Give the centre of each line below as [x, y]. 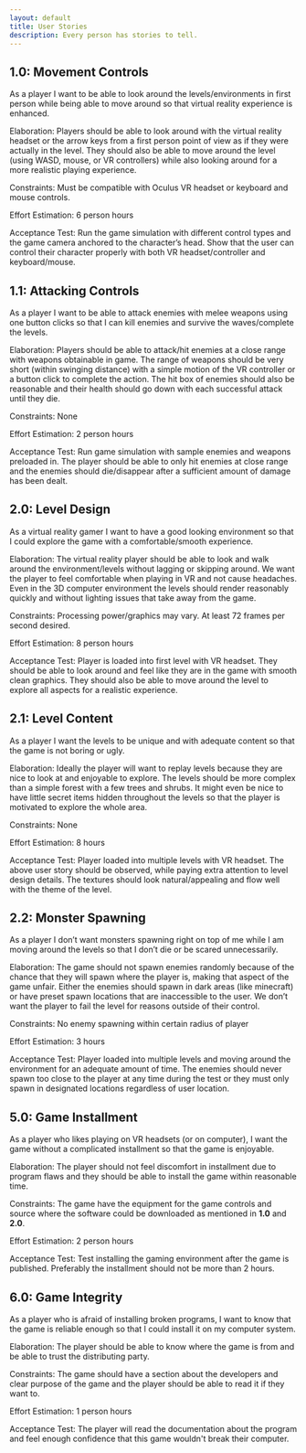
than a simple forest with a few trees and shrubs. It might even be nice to [147, 787]
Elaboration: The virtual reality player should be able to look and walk [139, 559]
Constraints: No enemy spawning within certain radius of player [129, 1024]
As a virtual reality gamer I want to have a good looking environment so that [152, 531]
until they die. [35, 398]
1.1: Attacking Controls [74, 290]
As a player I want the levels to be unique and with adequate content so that [152, 741]
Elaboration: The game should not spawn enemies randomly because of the [152, 967]
